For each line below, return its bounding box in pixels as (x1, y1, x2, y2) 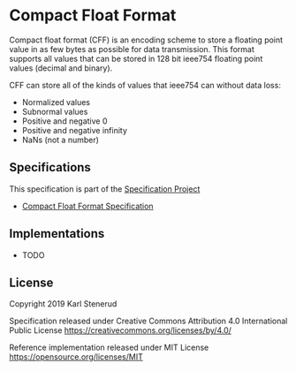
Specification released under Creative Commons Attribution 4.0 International (9, 315, 288, 327)
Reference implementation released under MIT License (9, 342, 209, 353)
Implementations (9, 226, 105, 241)
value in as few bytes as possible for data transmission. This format (9, 43, 254, 54)
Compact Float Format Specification (21, 201, 154, 211)
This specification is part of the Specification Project (9, 183, 201, 194)
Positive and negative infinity (21, 125, 128, 135)
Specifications (9, 160, 91, 175)
